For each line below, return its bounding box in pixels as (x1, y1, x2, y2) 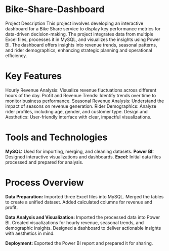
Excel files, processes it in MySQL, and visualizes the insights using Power (5, 36, 160, 43)
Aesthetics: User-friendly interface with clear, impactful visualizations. (5, 114, 152, 120)
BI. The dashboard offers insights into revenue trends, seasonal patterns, (5, 41, 158, 48)
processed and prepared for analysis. (5, 159, 83, 165)
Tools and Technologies (5, 132, 108, 143)
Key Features (5, 70, 62, 82)
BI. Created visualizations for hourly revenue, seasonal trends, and (5, 219, 144, 226)
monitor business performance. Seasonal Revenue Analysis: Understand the (5, 98, 164, 104)
